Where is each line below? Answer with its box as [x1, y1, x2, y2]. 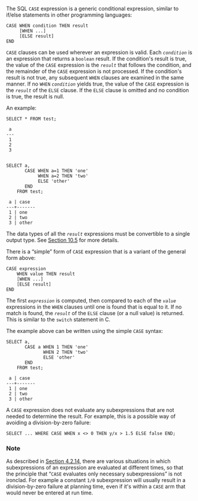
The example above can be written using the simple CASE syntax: [6, 328, 164, 334]
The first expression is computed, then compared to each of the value [6, 297, 176, 304]
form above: [6, 255, 36, 261]
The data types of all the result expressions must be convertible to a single [6, 230, 190, 237]
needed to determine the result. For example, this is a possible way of [6, 413, 176, 420]
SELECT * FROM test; [6, 116, 57, 122]
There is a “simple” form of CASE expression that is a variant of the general [6, 248, 186, 255]
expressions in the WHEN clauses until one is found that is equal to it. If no [6, 303, 182, 310]
